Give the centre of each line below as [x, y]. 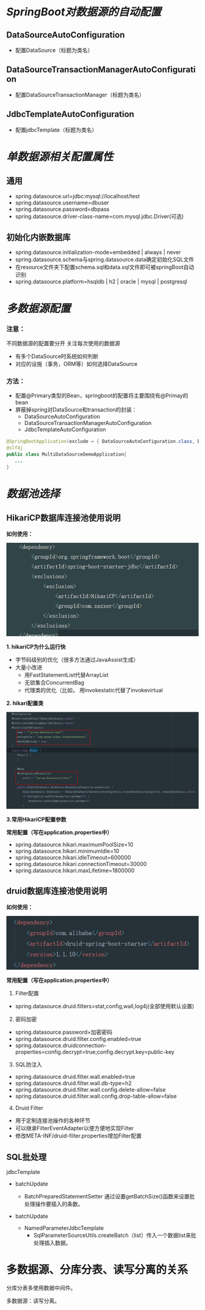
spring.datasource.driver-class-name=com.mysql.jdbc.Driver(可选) [99, 216]
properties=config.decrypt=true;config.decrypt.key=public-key [95, 1052]
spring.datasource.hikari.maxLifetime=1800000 [75, 870]
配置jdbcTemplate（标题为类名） [56, 130]
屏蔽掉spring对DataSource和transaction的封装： [76, 410]
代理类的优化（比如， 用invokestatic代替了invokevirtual [93, 690]
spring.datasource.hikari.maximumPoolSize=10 [74, 844]
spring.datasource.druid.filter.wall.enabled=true [75, 1077]
